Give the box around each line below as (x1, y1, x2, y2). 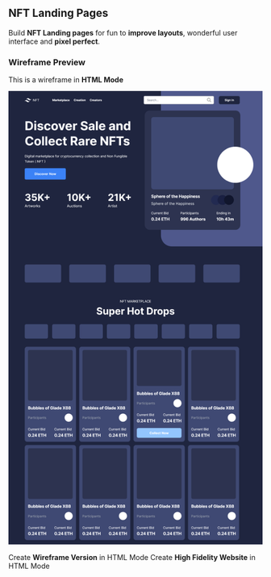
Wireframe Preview (8, 56, 86, 68)
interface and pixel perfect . (8, 36, 101, 46)
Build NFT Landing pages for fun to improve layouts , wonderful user (8, 27, 238, 37)
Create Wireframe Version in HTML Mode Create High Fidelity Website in (8, 553, 256, 562)
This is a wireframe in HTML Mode (8, 75, 123, 85)
